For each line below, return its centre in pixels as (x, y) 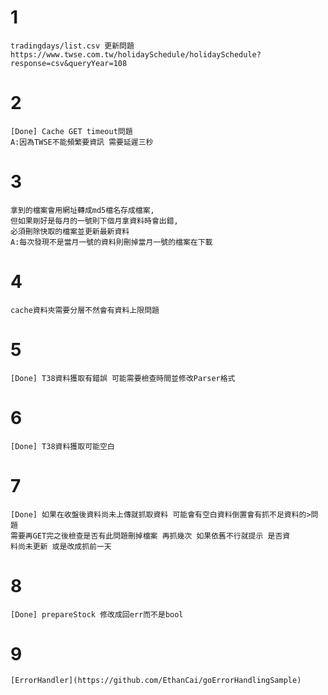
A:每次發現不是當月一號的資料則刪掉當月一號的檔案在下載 (111, 242)
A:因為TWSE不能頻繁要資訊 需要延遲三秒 (82, 142)
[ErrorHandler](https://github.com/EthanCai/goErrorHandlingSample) (156, 681)
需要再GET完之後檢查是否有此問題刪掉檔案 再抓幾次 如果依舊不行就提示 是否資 (150, 536)
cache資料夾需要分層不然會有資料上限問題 (85, 310)
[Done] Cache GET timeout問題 (71, 131)
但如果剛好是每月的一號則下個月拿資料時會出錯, (94, 221)
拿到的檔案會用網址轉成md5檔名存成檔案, (82, 210)
